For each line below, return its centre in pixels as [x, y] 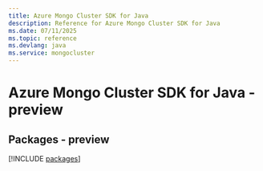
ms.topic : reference [43, 38]
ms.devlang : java [37, 46]
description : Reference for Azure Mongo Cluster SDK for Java [114, 23]
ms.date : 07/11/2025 [43, 31]
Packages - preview [59, 139]
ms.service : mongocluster [51, 53]
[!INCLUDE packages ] [45, 159]
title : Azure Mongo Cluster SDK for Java [79, 16]
